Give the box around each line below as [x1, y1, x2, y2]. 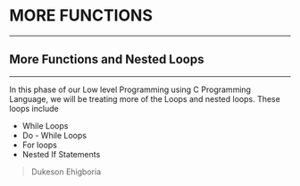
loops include [9, 103, 60, 114]
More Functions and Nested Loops [9, 52, 204, 67]
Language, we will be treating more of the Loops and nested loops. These [9, 93, 281, 104]
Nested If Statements [21, 148, 101, 159]
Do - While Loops [21, 130, 87, 140]
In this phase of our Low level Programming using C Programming [9, 84, 252, 95]
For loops [21, 139, 58, 150]
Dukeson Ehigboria [30, 166, 101, 177]
